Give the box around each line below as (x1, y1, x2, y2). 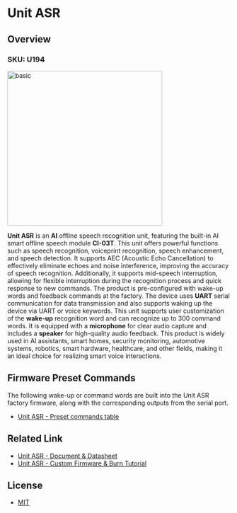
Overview (7, 33, 52, 45)
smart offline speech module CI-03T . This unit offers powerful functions (7, 238, 219, 247)
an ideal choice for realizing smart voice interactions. (7, 352, 162, 360)
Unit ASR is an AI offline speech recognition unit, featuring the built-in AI (7, 231, 219, 240)
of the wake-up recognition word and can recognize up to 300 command (7, 313, 221, 323)
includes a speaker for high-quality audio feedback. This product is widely (7, 329, 225, 338)
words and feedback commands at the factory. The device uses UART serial (7, 292, 230, 300)
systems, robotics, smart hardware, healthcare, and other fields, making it (7, 344, 223, 352)
